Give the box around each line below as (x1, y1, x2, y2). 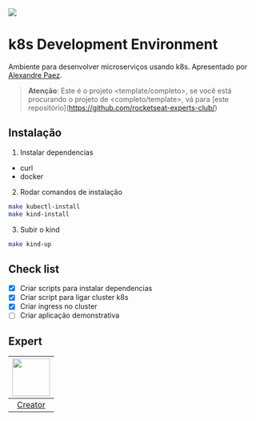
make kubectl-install (8, 202, 81, 211)
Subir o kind (19, 225, 60, 234)
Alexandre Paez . (8, 70, 62, 79)
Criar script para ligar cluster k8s (19, 293, 129, 302)
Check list (8, 262, 60, 276)
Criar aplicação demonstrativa (19, 310, 120, 320)
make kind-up (8, 240, 52, 248)
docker (19, 172, 44, 181)
